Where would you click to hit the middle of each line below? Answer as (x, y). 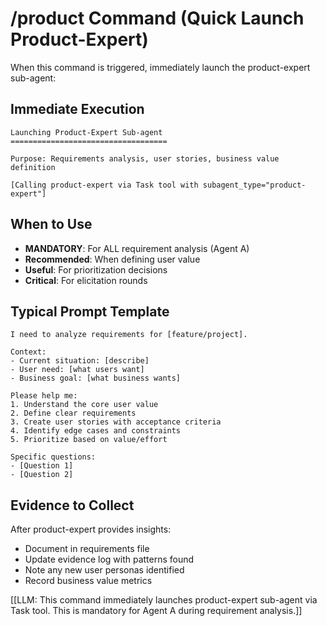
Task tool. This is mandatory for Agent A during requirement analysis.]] (156, 611)
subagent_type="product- (254, 185)
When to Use (51, 224)
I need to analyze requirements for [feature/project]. (129, 335)
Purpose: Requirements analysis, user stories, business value (145, 158)
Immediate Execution (77, 109)
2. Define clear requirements (73, 413)
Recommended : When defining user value (112, 259)
